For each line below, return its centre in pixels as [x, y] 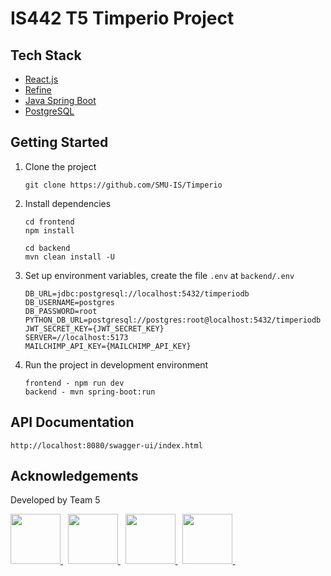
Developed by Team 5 [55, 500]
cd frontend [49, 222]
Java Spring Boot [60, 100]
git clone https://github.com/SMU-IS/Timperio [123, 185]
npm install [49, 230]
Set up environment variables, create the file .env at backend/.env [159, 275]
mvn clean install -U [69, 257]
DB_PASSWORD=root [61, 311]
